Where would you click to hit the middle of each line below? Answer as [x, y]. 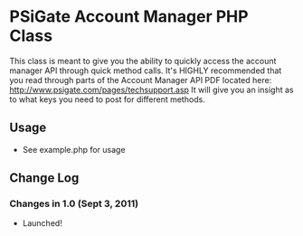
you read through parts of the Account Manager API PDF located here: [141, 80]
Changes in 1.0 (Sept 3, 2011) [74, 203]
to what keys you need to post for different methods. [107, 99]
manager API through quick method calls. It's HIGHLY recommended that [146, 71]
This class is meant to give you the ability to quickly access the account [143, 61]
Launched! [43, 223]
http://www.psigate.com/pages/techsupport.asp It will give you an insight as [151, 90]
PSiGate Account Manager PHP [129, 17]
